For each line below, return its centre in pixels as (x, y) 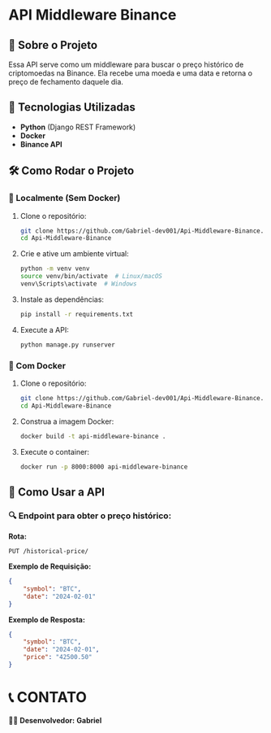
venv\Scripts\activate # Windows (78, 284)
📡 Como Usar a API (57, 492)
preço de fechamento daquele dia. (66, 82)
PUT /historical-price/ (49, 552)
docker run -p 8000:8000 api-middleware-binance (104, 467)
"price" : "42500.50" (58, 657)
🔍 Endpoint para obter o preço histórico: (90, 516)
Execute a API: (44, 329)
